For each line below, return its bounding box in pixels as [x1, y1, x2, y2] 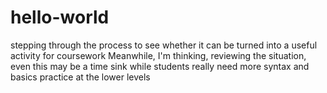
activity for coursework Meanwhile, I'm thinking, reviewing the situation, [10, 49, 307, 61]
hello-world [10, 6, 110, 29]
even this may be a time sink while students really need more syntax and [10, 60, 310, 72]
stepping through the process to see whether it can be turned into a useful [10, 39, 318, 51]
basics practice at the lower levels [10, 71, 151, 83]
